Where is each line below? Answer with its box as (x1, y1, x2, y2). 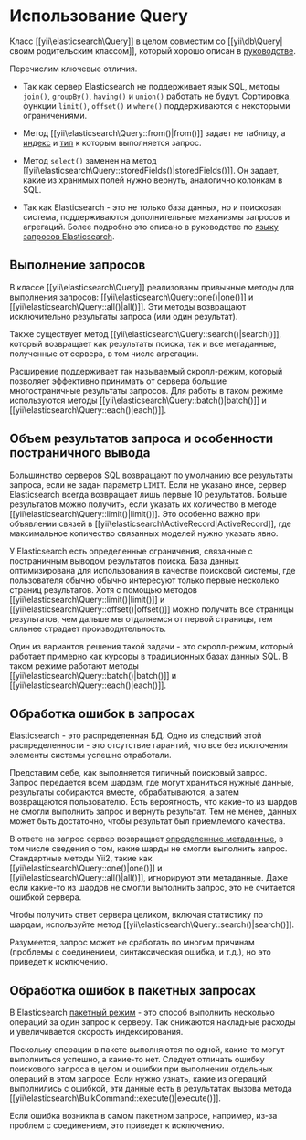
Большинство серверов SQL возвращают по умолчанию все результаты (9, 470, 294, 480)
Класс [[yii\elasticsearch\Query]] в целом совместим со (9, 36, 227, 47)
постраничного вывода (9, 445, 151, 461)
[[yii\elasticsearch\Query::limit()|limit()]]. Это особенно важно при (9, 508, 260, 519)
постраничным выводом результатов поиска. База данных (9, 554, 239, 566)
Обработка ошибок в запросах (9, 705, 195, 722)
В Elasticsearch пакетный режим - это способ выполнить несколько (9, 1007, 276, 1019)
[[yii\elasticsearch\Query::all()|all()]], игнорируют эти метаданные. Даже (9, 872, 289, 883)
